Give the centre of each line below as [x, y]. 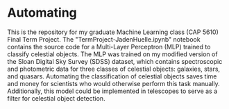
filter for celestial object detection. [56, 98]
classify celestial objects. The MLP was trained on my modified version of [112, 54]
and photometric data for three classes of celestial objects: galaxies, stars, [114, 69]
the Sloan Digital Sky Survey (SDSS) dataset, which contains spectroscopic [115, 61]
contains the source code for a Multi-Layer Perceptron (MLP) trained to [109, 47]
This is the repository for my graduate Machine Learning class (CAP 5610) [113, 32]
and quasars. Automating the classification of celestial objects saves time [112, 76]
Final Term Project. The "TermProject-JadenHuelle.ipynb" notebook [104, 39]
